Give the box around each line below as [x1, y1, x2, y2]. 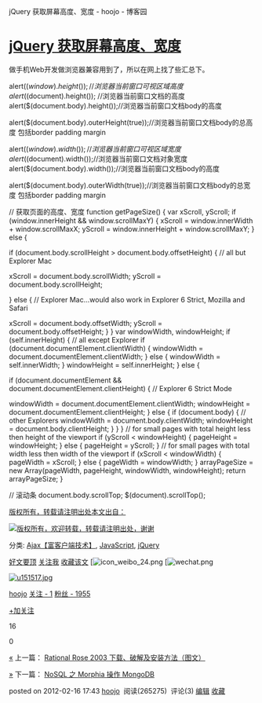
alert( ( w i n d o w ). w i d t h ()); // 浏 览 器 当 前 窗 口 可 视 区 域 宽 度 [9, 144, 181, 153]
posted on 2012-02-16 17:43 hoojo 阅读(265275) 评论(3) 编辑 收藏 [9, 686, 226, 695]
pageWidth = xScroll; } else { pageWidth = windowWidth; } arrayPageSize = [9, 457, 254, 467]
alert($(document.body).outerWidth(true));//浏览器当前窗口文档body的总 [9, 180, 244, 190]
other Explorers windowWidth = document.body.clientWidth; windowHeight [9, 416, 253, 425]
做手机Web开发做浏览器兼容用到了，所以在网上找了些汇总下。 [9, 64, 209, 74]
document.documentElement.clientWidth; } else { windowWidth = [9, 352, 221, 361]
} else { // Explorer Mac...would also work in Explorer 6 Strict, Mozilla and [9, 295, 246, 304]
